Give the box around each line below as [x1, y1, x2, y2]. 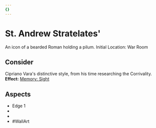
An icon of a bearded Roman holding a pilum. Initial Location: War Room [5, 44, 148, 50]
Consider [5, 58, 34, 66]
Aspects [5, 90, 31, 98]
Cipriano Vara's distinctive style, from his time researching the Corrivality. [5, 71, 152, 77]
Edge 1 [12, 103, 26, 109]
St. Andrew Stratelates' [5, 28, 101, 39]
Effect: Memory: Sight [5, 76, 49, 82]
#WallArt [12, 118, 30, 124]
